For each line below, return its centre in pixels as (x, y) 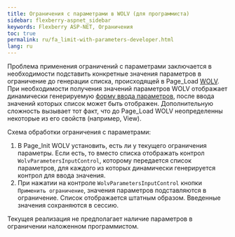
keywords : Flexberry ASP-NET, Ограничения (70, 27)
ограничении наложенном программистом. (73, 226)
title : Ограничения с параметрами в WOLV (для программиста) (99, 14)
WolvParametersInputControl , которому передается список (104, 161)
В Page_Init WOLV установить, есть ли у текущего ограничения (112, 145)
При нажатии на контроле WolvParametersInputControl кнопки (109, 183)
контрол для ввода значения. (61, 175)
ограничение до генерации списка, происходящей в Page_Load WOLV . (113, 81)
